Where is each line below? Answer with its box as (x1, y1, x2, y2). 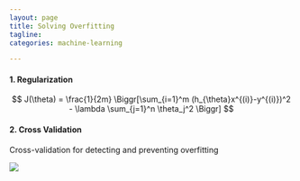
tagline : (9, 30, 42, 39)
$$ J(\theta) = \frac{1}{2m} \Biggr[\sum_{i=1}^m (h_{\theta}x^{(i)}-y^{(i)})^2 (12, 94, 291, 104)
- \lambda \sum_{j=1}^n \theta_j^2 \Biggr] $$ (68, 104, 234, 114)
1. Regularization (9, 74, 74, 85)
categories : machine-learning (9, 38, 123, 48)
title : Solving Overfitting (9, 22, 115, 31)
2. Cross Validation (9, 124, 83, 135)
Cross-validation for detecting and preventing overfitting (9, 144, 219, 155)
